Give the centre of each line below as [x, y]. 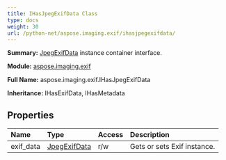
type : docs [23, 20]
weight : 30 [23, 26]
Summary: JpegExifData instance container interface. [84, 53]
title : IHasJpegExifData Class [53, 14]
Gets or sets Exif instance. [172, 147]
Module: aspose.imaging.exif [49, 66]
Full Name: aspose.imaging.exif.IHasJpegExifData [79, 80]
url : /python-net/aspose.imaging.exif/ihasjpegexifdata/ [91, 33]
